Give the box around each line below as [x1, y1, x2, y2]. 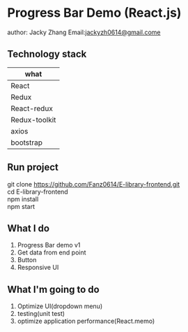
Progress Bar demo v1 [17, 241, 81, 250]
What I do [7, 222, 50, 234]
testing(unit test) [17, 310, 65, 318]
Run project [7, 161, 59, 173]
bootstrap [10, 138, 43, 147]
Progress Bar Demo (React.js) [7, 5, 182, 21]
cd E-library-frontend [7, 187, 68, 196]
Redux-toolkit [10, 115, 56, 124]
